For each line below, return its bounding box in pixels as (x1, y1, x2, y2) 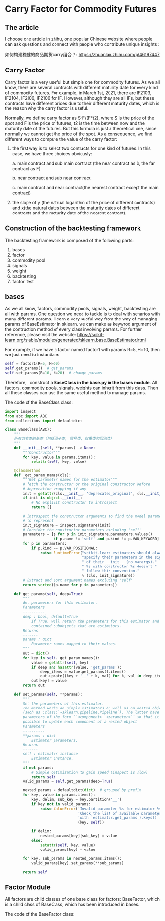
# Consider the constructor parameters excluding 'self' (23, 528, 141, 532)
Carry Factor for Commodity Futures (5, 3, 157, 15)
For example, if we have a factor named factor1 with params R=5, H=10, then (5, 347, 160, 353)
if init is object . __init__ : (23, 496, 82, 500)
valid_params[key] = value (40, 847, 96, 852)
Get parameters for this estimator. (23, 601, 98, 605)
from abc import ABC (5, 413, 48, 419)
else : (31, 838, 43, 843)
